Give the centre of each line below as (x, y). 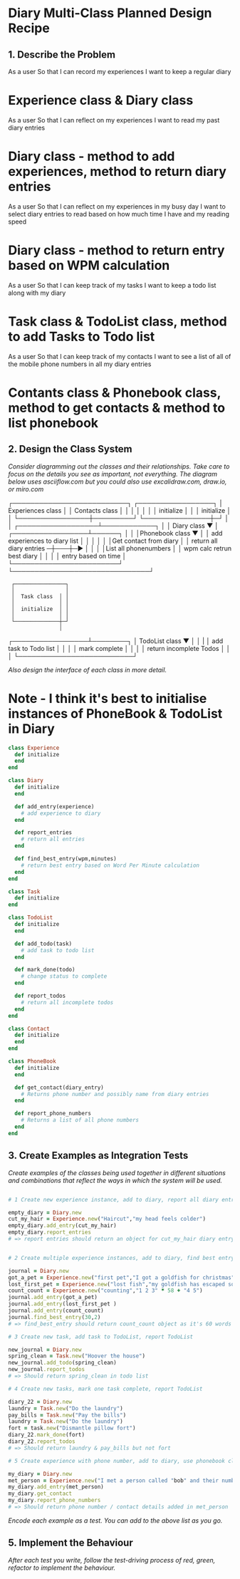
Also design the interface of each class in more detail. (87, 669)
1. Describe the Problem (62, 54)
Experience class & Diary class (101, 100)
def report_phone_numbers (53, 1114)
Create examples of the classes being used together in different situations (117, 1172)
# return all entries (53, 839)
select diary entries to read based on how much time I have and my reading (119, 214)
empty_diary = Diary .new (45, 1212)
